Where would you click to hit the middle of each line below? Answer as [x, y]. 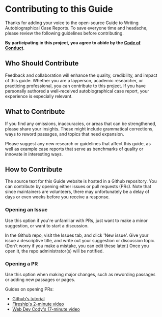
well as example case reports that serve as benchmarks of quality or [74, 149]
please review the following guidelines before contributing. [65, 33]
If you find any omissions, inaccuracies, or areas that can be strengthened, [81, 124]
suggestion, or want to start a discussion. [47, 225]
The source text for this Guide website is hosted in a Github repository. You [81, 181]
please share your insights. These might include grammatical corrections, [79, 128]
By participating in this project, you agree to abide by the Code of [73, 42]
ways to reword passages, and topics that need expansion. [65, 134]
